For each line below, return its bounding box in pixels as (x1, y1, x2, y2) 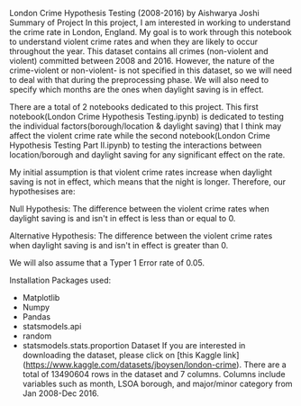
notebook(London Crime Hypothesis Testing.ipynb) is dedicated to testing (9, 112, 284, 122)
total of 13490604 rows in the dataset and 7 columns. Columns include (22, 369, 286, 379)
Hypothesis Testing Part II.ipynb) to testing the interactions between (9, 140, 262, 150)
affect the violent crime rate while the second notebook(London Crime (9, 131, 270, 140)
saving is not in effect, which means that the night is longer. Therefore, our (9, 176, 287, 187)
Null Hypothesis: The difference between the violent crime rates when (9, 203, 270, 214)
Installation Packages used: (9, 275, 112, 285)
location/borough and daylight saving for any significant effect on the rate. (9, 149, 286, 160)
